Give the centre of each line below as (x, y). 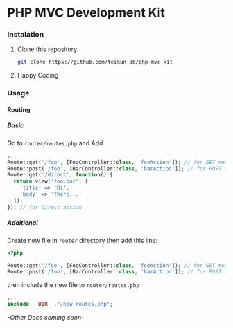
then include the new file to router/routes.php (74, 285)
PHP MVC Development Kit (86, 13)
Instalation (26, 35)
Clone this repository (47, 49)
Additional (23, 223)
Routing (19, 109)
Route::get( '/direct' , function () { (60, 175)
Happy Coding (38, 75)
